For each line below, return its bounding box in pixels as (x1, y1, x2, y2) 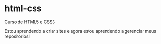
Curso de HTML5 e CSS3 (4, 19, 55, 25)
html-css (4, 3, 42, 14)
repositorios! (4, 33, 30, 39)
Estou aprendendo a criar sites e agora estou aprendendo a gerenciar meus (4, 28, 157, 34)
